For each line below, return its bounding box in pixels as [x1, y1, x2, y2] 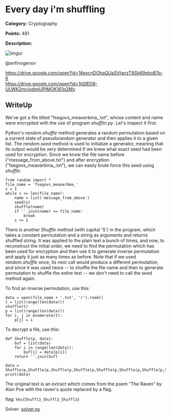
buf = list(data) [14, 341, 51, 346]
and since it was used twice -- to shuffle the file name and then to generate [5, 264, 164, 271]
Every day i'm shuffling [5, 4, 105, 15]
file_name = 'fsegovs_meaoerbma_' [5, 182, 79, 187]
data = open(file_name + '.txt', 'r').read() [5, 295, 103, 300]
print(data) [5, 372, 31, 377]
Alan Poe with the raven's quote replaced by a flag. [5, 386, 112, 392]
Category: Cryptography [5, 20, 58, 27]
